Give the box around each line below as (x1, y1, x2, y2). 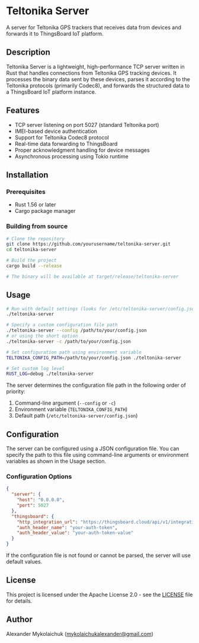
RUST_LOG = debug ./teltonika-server (6, 371, 94, 377)
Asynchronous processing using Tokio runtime (14, 152, 129, 160)
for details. (6, 597, 33, 604)
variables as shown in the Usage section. (6, 458, 107, 465)
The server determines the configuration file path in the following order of (6, 381, 187, 389)
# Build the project (6, 257, 57, 263)
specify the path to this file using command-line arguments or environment (6, 451, 189, 459)
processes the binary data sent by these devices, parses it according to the (6, 75, 191, 82)
